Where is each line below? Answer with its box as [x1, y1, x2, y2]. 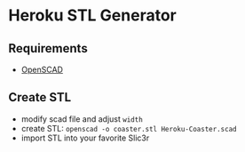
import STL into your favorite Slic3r [20, 132, 150, 143]
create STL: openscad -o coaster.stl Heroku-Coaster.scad [20, 123, 237, 133]
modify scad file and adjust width [20, 113, 143, 124]
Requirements [8, 41, 88, 56]
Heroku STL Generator [8, 5, 177, 26]
